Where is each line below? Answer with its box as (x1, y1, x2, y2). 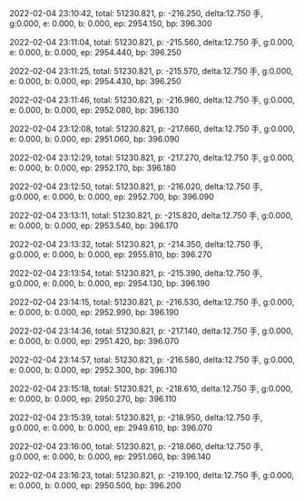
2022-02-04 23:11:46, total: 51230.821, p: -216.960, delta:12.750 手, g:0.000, (9, 94, 295, 105)
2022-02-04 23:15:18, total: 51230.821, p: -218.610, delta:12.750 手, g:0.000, (9, 383, 293, 394)
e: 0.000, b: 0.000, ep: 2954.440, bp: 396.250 (9, 47, 181, 57)
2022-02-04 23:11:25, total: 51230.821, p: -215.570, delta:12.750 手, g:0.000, (9, 66, 294, 76)
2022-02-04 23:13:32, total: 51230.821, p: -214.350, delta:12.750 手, (9, 239, 263, 249)
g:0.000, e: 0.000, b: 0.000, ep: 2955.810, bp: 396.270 (9, 249, 212, 260)
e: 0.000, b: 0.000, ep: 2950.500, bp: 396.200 (9, 480, 181, 491)
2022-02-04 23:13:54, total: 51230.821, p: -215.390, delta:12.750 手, (9, 268, 263, 278)
